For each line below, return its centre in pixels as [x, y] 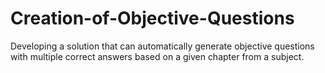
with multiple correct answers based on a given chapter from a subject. [157, 56]
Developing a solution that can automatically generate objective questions [162, 46]
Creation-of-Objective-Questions [152, 18]
